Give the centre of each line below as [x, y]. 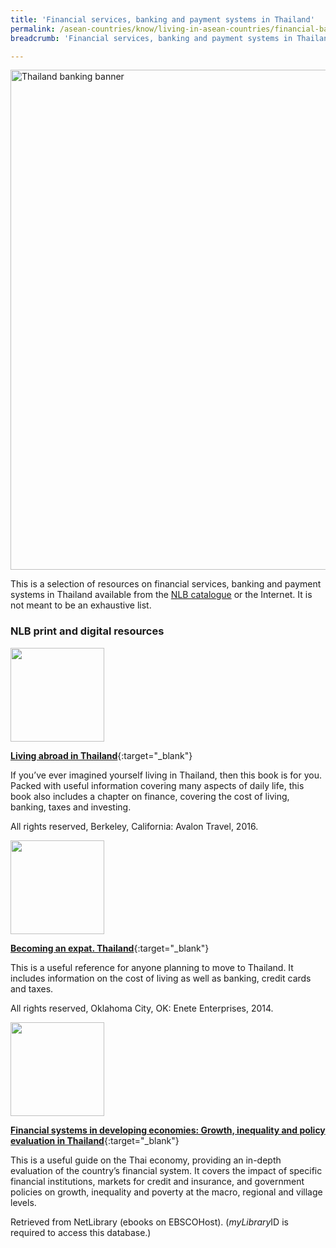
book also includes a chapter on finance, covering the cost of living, [150, 796]
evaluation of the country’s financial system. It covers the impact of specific [166, 1170]
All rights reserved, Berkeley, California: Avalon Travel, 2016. [134, 826]
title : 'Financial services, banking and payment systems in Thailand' [162, 19]
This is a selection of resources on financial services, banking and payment [166, 584]
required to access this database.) [81, 1232]
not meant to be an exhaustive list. [81, 605]
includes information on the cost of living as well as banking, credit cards [161, 978]
